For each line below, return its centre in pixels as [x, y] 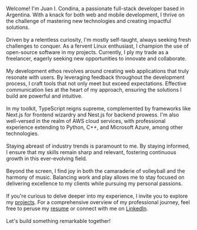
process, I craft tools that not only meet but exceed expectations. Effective [96, 84]
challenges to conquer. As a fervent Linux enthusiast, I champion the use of [98, 46]
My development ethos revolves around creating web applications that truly [98, 71]
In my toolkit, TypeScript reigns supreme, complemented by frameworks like [98, 109]
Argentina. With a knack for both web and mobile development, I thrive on [96, 15]
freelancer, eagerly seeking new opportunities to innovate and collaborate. [96, 59]
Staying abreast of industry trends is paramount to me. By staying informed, [98, 146]
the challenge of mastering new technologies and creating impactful [89, 21]
